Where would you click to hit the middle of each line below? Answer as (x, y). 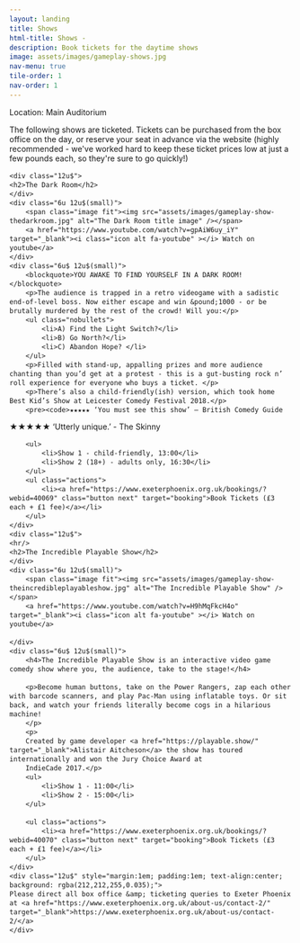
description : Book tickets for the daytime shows (104, 48)
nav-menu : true (38, 67)
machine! (26, 714)
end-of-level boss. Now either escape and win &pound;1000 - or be (138, 301)
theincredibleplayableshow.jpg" (70, 588)
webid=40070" (34, 840)
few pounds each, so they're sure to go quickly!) (99, 158)
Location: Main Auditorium (58, 112)
